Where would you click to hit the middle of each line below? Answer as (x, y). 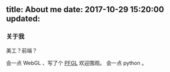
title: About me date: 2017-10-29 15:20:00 (85, 10)
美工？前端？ (22, 50)
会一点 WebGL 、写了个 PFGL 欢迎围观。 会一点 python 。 (77, 63)
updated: (23, 19)
